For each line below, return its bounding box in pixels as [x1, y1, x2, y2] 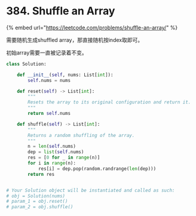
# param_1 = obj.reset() [6, 199, 68, 205]
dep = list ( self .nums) [27, 149, 84, 155]
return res [27, 171, 55, 177]
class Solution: [6, 61, 47, 67]
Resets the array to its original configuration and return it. [27, 99, 191, 105]
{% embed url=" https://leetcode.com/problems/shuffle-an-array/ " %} [6, 24, 178, 31]
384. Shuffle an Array [6, 4, 115, 18]
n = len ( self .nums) [27, 144, 76, 150]
